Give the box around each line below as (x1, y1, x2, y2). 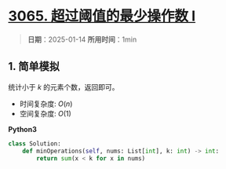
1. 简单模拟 (8, 60, 60, 73)
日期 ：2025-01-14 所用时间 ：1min (27, 35, 137, 44)
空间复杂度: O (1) (19, 108, 72, 118)
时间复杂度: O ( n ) (19, 99, 73, 108)
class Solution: (8, 139, 61, 148)
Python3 (8, 124, 37, 134)
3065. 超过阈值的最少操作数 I (8, 7, 196, 25)
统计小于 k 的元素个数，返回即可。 (8, 82, 119, 91)
